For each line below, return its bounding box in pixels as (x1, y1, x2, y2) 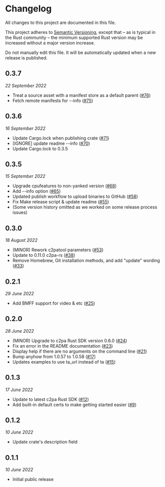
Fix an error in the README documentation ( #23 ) (12, 343, 113, 349)
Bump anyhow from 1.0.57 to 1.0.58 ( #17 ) (12, 353, 96, 360)
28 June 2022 (5, 328, 34, 334)
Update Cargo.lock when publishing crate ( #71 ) (12, 135, 110, 141)
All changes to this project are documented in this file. (5, 19, 116, 25)
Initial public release (12, 477, 54, 483)
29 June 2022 (5, 291, 34, 296)
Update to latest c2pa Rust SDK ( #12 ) (12, 396, 89, 402)
